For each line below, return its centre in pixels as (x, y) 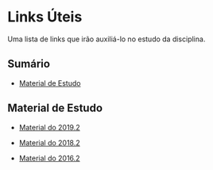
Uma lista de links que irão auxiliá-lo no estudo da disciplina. (106, 39)
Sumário (29, 64)
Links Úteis (45, 17)
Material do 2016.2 (49, 158)
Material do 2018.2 (49, 142)
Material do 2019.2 (49, 127)
